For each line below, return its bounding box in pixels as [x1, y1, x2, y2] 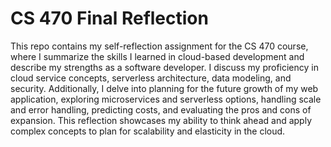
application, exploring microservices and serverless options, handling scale [10, 93, 322, 105]
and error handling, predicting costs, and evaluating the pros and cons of [10, 103, 312, 116]
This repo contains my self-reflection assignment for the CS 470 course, [10, 40, 309, 52]
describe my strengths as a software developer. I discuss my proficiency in [10, 61, 319, 73]
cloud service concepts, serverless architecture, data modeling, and [10, 72, 292, 84]
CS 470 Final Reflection [10, 7, 209, 30]
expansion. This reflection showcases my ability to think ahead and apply [10, 114, 313, 126]
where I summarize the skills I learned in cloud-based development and [10, 50, 305, 62]
